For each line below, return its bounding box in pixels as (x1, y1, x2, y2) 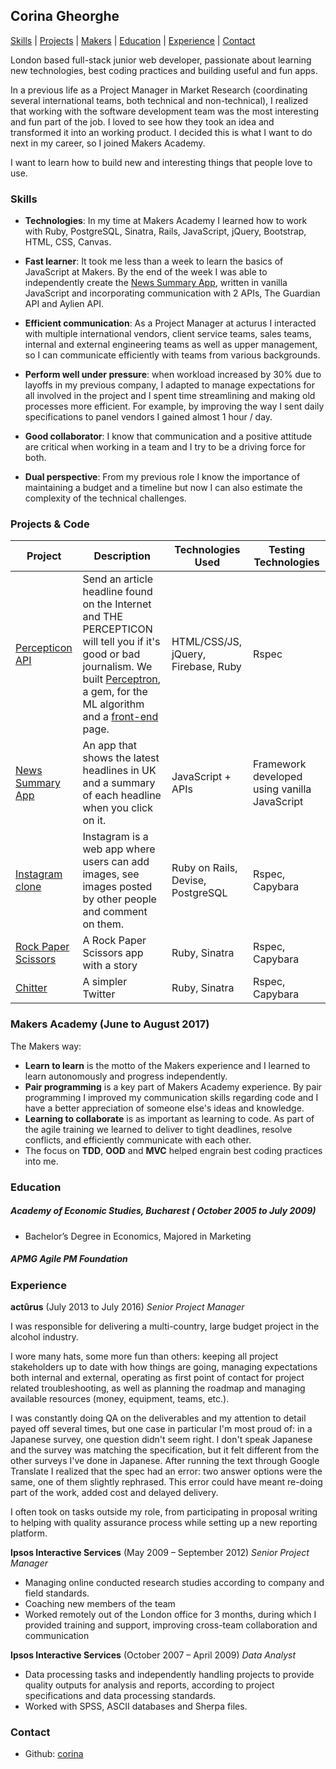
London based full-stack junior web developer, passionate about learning (10, 54, 312, 66)
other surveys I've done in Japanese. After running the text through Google (10, 1454, 320, 1466)
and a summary (82, 776, 156, 790)
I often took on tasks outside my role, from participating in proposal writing (10, 1505, 318, 1518)
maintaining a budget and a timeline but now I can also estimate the (24, 482, 303, 494)
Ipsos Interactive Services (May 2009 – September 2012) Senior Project (10, 1546, 310, 1558)
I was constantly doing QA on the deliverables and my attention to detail (10, 1412, 307, 1424)
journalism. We (82, 660, 153, 674)
